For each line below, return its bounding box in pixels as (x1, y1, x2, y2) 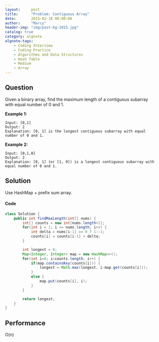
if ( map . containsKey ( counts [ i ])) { (30, 261, 101, 265)
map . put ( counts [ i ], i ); (39, 279, 88, 284)
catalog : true (5, 30, 34, 34)
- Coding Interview (14, 43, 53, 48)
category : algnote (5, 34, 42, 39)
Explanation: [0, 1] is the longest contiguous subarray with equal (5, 129, 146, 134)
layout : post (5, 7, 40, 12)
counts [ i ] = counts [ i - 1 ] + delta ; (30, 234, 101, 239)
